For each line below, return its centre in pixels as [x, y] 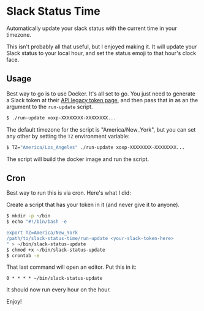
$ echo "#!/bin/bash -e [37, 222]
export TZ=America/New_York [42, 233]
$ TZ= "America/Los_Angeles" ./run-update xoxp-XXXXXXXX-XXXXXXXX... [96, 147]
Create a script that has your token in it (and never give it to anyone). [93, 205]
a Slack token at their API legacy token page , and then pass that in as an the [102, 100]
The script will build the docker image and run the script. [77, 159]
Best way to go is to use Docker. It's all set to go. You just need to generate [101, 94]
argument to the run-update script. [50, 107]
